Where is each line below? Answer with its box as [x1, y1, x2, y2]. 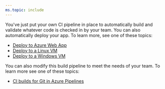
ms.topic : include [5, 7, 44, 13]
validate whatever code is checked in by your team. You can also [5, 26, 141, 33]
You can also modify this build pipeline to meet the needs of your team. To [5, 63, 160, 69]
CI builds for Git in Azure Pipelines [12, 78, 85, 84]
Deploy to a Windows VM [12, 53, 66, 59]
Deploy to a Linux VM [12, 47, 58, 53]
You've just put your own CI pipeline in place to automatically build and [5, 21, 153, 27]
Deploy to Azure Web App [12, 42, 67, 48]
